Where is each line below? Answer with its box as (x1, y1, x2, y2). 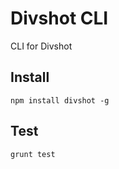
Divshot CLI (10, 7, 109, 30)
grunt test (10, 149, 56, 159)
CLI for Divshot (10, 40, 73, 52)
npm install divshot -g (10, 95, 110, 106)
